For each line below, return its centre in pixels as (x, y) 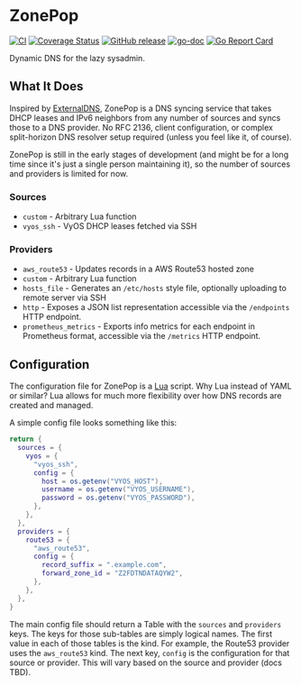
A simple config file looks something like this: (93, 423)
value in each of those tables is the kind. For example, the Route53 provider (150, 643)
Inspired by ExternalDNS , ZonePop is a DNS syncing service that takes (141, 108)
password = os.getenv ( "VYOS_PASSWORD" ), (119, 498)
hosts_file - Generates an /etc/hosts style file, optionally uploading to (154, 288)
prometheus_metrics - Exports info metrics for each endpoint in (138, 326)
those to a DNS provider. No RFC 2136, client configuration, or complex (141, 127)
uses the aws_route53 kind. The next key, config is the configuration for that (150, 653)
